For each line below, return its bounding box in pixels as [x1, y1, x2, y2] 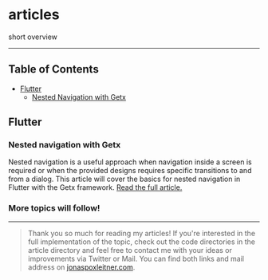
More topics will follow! [8, 203, 100, 214]
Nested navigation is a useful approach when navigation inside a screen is [8, 157, 253, 167]
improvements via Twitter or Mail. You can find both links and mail [27, 254, 245, 263]
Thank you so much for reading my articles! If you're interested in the [27, 228, 256, 238]
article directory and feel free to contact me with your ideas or [27, 245, 233, 254]
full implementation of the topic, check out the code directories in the [27, 237, 255, 246]
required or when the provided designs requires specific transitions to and [8, 166, 252, 175]
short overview [8, 32, 58, 41]
